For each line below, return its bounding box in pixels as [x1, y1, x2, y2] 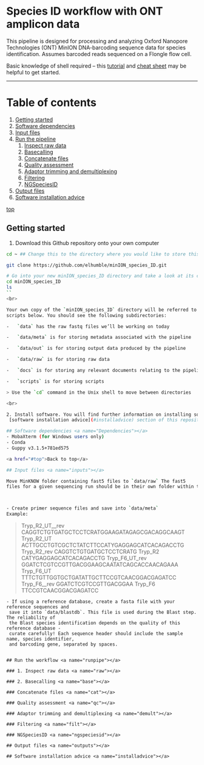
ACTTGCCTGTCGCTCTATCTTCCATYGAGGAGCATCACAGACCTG [21, 541, 185, 549]
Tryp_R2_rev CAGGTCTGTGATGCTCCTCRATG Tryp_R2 [21, 548, 160, 555]
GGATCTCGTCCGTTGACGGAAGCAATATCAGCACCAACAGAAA [21, 561, 178, 568]
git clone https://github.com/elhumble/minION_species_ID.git [6, 262, 167, 268]
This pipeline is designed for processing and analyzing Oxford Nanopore [6, 37, 188, 44]
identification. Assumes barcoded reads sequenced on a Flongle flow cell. [6, 50, 192, 57]
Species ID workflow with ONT [6, 4, 163, 18]
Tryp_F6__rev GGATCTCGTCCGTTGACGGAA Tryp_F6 [21, 580, 156, 588]
